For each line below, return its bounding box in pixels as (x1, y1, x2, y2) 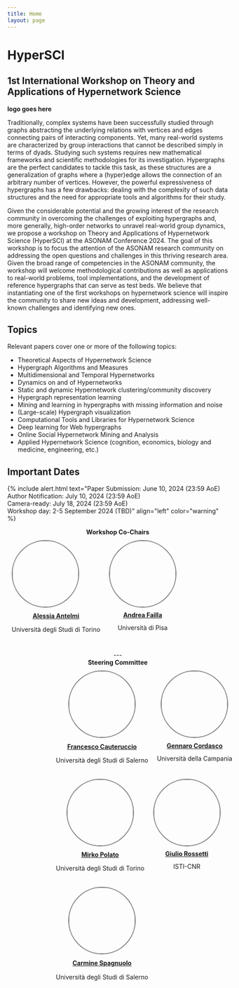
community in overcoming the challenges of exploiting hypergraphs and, (7, 213, 217, 222)
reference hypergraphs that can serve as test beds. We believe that (7, 281, 202, 289)
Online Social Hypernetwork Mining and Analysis (17, 430, 159, 439)
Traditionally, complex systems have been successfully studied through (7, 118, 214, 126)
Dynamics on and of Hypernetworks (17, 378, 123, 387)
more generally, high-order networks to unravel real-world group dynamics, (7, 221, 226, 230)
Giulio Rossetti (165, 850, 209, 857)
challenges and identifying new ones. (27, 303, 137, 312)
